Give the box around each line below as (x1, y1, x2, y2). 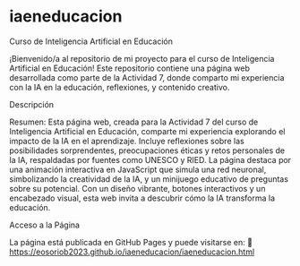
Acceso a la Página (9, 219, 81, 230)
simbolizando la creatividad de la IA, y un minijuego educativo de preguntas (9, 173, 289, 184)
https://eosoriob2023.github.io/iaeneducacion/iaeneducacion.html (9, 246, 255, 257)
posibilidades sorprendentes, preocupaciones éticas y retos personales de (9, 145, 285, 156)
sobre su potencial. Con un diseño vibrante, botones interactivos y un (9, 183, 266, 193)
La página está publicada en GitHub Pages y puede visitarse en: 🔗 (9, 236, 253, 247)
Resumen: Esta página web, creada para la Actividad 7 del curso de (9, 116, 259, 127)
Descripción (9, 99, 55, 109)
